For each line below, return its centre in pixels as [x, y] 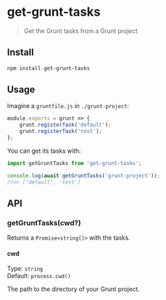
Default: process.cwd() [39, 276]
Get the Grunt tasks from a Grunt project [81, 31]
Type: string [25, 268]
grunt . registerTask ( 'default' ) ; [65, 125]
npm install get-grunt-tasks [49, 68]
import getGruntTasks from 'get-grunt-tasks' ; [74, 163]
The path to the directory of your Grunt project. [73, 289]
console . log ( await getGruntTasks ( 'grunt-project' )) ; [84, 175]
